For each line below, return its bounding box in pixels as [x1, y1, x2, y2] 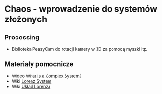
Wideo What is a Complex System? [11, 73, 82, 79]
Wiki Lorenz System [11, 78, 52, 84]
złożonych [4, 14, 48, 25]
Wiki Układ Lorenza [11, 83, 51, 89]
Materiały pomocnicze [4, 60, 74, 69]
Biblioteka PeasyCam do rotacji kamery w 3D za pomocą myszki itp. [11, 46, 148, 52]
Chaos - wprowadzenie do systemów [4, 3, 158, 15]
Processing [4, 33, 40, 41]
